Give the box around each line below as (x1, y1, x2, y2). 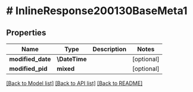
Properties (6, 28, 46, 38)
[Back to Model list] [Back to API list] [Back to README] (6, 80, 143, 87)
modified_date (9, 55, 51, 63)
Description (92, 45, 127, 53)
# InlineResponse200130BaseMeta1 (6, 4, 188, 18)
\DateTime (56, 55, 87, 63)
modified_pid (9, 65, 48, 73)
